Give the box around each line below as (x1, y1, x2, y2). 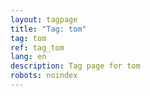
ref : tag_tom (10, 42, 65, 53)
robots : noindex (10, 71, 78, 81)
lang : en (10, 52, 47, 62)
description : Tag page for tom (10, 61, 141, 71)
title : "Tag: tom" (10, 24, 87, 34)
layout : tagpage (10, 14, 78, 25)
